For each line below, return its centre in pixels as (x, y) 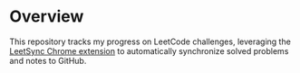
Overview (47, 17)
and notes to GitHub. (48, 60)
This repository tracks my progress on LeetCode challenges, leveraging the (150, 41)
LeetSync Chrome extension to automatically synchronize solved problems (149, 50)
